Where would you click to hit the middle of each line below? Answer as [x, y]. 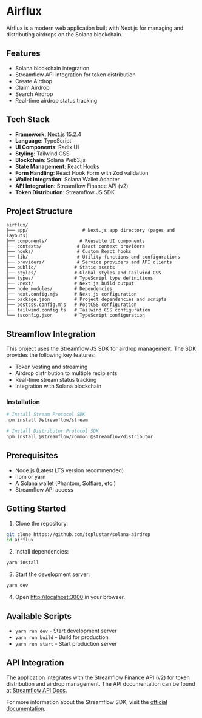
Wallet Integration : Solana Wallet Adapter [67, 179]
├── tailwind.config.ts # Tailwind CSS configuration [78, 310]
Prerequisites [32, 456]
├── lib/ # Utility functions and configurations [93, 257]
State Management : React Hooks [57, 166]
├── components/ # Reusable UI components [76, 241]
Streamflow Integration [51, 334]
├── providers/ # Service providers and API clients [89, 262]
